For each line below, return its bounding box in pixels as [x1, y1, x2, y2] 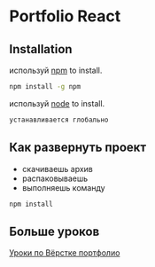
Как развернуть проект [9, 140, 147, 155]
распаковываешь [21, 173, 89, 184]
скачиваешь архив [21, 163, 93, 174]
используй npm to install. [9, 65, 103, 75]
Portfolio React [9, 6, 121, 27]
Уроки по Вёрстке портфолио [9, 247, 120, 258]
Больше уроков [9, 224, 100, 239]
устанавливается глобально [9, 115, 109, 124]
